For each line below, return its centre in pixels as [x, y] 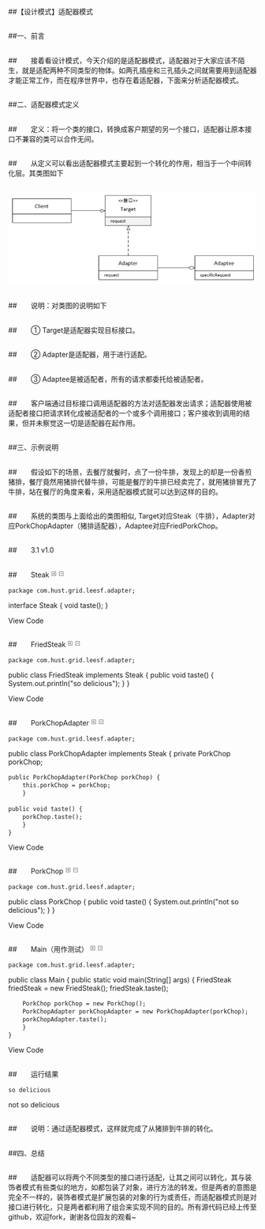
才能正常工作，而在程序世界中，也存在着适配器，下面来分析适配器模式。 [125, 80]
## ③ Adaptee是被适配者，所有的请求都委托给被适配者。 [108, 379]
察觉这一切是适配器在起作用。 [91, 423]
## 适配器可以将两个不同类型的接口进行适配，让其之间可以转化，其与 [127, 1177]
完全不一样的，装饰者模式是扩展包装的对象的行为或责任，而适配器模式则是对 [132, 1197]
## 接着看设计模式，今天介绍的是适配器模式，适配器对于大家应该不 [123, 60]
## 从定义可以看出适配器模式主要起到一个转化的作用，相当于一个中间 [127, 163]
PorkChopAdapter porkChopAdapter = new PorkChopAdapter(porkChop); [135, 1012]
